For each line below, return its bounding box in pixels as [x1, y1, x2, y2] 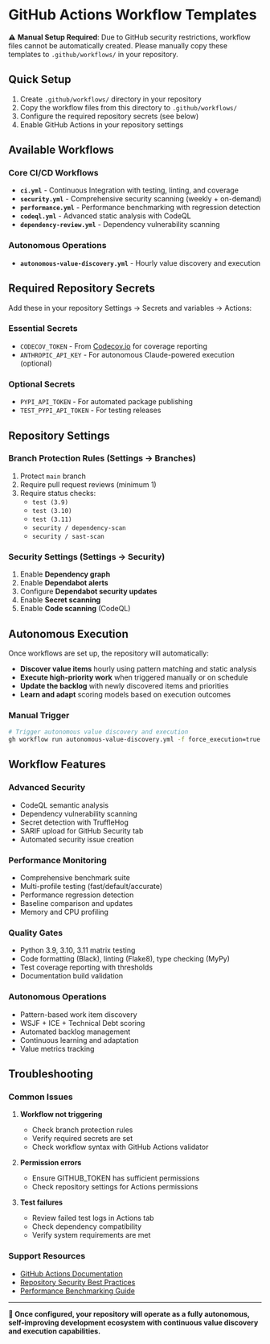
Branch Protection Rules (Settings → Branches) [8, 453, 197, 464]
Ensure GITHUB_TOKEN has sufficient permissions [31, 1173, 200, 1183]
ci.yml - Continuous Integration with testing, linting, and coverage [19, 185, 239, 195]
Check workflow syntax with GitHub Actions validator [31, 1142, 209, 1152]
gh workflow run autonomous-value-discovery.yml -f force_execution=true [8, 735, 261, 744]
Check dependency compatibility [31, 1222, 142, 1231]
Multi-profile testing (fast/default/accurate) [19, 881, 163, 891]
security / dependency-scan [31, 523, 126, 532]
